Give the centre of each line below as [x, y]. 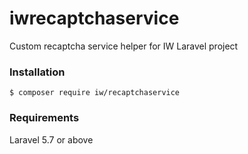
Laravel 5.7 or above [51, 139]
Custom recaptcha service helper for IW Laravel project [124, 46]
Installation [37, 72]
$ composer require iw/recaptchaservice [95, 93]
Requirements [44, 118]
